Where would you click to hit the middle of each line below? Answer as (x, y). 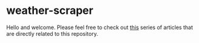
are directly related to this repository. (52, 33)
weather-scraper (50, 11)
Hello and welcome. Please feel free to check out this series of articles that (100, 27)
